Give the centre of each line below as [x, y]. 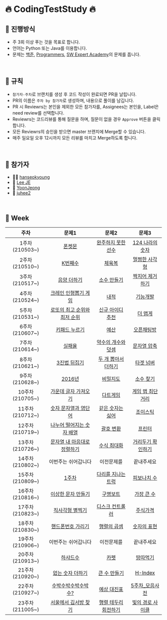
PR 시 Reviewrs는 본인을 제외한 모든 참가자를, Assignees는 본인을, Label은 [85, 107]
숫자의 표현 [145, 526]
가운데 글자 [63, 391]
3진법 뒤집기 [70, 363]
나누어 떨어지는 [67, 425]
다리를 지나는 [111, 474]
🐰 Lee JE [21, 182]
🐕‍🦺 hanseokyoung [31, 177]
